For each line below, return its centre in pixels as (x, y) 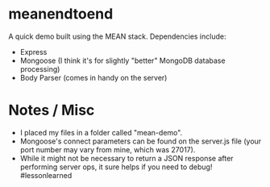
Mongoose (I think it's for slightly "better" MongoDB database (123, 60)
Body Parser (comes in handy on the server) (93, 77)
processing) (40, 69)
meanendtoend (61, 14)
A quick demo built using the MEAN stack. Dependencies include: (117, 36)
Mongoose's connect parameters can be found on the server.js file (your (141, 141)
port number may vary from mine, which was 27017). (108, 149)
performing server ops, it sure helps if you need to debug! (116, 167)
